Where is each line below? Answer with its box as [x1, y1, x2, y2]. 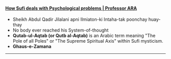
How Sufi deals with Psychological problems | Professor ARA [5, 5, 137, 11]
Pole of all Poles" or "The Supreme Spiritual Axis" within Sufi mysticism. [12, 38, 164, 44]
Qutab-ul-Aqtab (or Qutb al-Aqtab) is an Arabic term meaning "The [12, 33, 156, 39]
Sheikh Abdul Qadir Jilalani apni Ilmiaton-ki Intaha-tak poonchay [12, 16, 148, 22]
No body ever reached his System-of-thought [12, 27, 109, 34]
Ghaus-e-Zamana [12, 43, 52, 49]
